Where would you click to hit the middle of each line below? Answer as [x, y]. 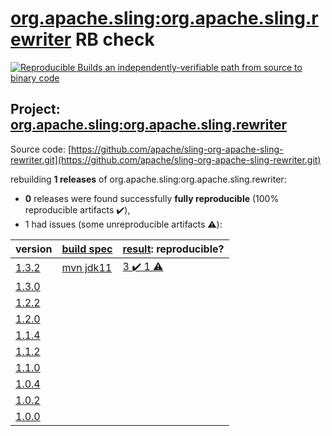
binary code [35, 78]
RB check [114, 39]
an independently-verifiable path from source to [203, 67]
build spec [87, 249]
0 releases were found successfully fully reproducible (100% [152, 198]
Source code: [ [41, 149]
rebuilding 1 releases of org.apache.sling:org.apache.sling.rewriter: [148, 179]
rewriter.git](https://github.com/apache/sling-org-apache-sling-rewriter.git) [166, 159]
